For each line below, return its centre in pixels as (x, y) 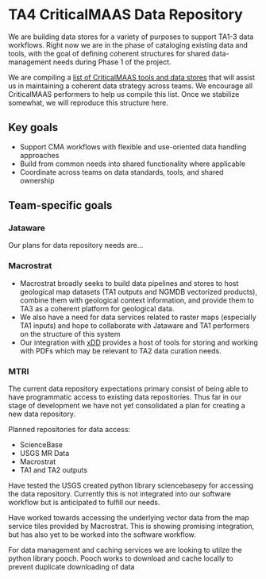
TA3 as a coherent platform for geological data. (97, 308)
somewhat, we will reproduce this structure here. (88, 102)
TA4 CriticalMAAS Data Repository (126, 15)
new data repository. (42, 414)
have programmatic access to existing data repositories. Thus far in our (125, 397)
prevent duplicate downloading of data (71, 567)
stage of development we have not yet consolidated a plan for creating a (127, 406)
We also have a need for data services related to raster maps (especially (138, 317)
